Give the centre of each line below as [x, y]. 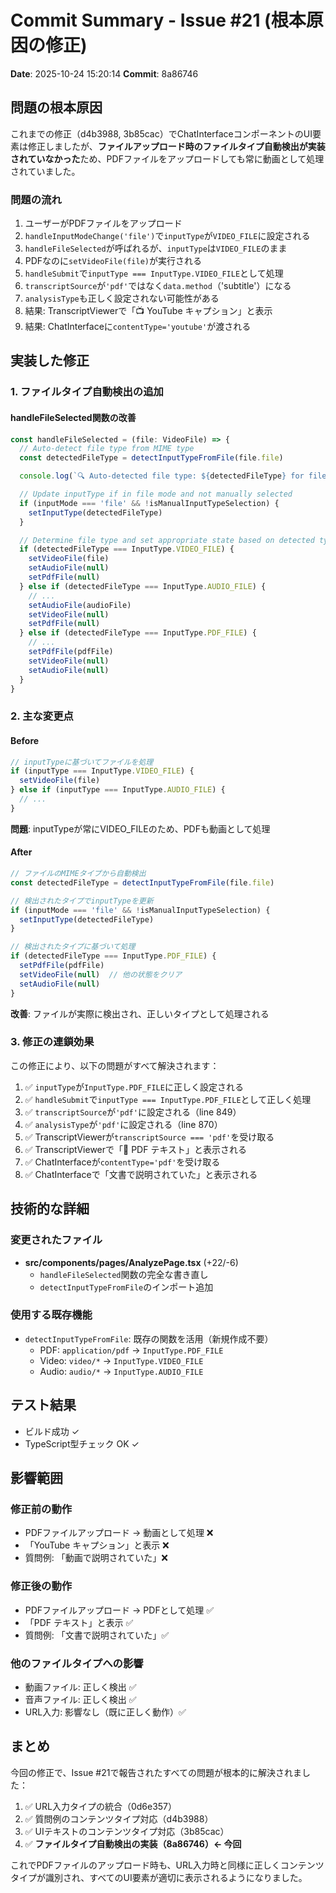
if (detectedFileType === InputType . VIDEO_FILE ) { [127, 549]
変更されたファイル [56, 1240]
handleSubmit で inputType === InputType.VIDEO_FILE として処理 [154, 273]
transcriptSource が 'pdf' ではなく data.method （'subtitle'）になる [158, 286]
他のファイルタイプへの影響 [77, 1663]
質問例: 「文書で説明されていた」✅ [97, 1635]
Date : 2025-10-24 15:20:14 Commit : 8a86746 [104, 73]
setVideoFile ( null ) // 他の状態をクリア [101, 974]
